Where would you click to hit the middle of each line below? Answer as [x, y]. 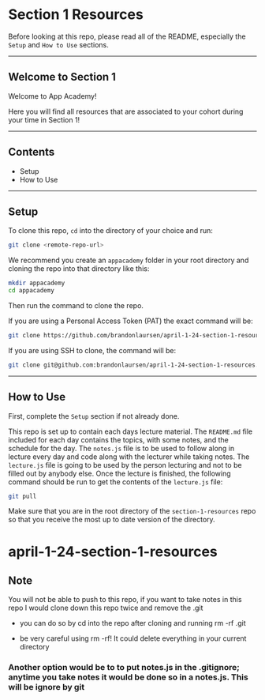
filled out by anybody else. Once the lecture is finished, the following [119, 473]
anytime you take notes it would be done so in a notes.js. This [128, 677]
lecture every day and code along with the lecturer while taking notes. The [129, 457]
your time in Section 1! [44, 119]
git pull [22, 496]
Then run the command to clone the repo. [76, 305]
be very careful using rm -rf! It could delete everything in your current [133, 638]
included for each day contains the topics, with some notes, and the [118, 439]
